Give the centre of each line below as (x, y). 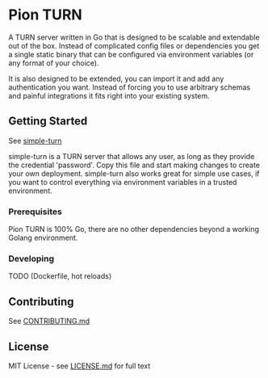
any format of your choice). (54, 63)
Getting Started (48, 122)
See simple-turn (35, 141)
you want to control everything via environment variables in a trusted (123, 182)
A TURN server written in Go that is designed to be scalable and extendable (134, 37)
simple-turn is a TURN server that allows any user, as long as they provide (132, 156)
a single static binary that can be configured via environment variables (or (131, 54)
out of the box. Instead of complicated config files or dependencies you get (134, 45)
